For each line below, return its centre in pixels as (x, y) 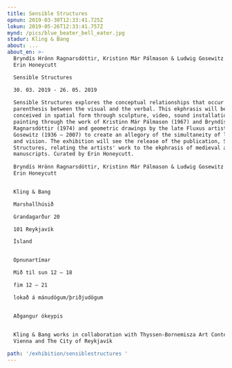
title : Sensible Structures (48, 13)
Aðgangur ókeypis (38, 316)
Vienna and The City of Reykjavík (63, 341)
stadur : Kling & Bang (38, 39)
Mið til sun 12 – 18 (43, 273)
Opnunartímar (32, 260)
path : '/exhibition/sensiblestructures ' (68, 354)
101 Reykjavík (33, 229)
